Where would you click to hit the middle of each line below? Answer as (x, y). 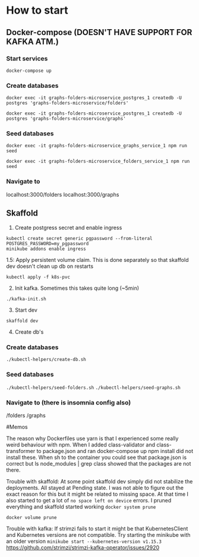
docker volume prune (32, 518)
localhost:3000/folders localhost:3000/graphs (63, 194)
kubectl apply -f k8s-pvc (38, 277)
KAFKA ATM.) (33, 41)
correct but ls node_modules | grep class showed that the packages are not (99, 464)
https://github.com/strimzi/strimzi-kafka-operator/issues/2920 (83, 547)
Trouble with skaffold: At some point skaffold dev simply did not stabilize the (99, 482)
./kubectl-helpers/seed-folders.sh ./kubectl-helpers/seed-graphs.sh (94, 388)
